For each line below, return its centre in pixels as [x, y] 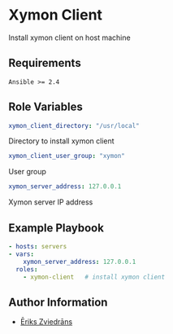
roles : [27, 269]
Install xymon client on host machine [70, 37]
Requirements [45, 63]
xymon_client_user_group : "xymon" [67, 156]
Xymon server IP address [51, 202]
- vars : [22, 254]
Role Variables [45, 107]
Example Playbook [56, 228]
